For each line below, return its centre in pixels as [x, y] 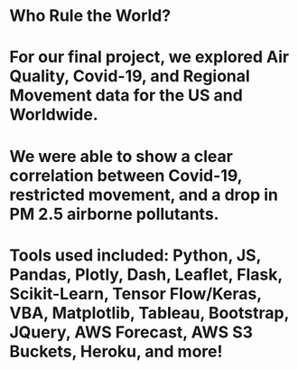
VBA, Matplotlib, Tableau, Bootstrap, [149, 313]
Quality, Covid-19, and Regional [130, 76]
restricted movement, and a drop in [144, 194]
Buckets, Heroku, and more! [116, 351]
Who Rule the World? [90, 16]
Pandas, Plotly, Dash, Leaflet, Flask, [146, 275]
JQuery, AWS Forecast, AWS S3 [131, 332]
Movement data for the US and [126, 95]
